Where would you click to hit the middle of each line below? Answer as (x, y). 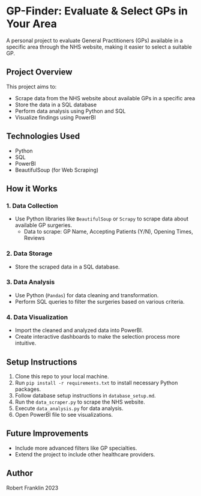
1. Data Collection (32, 205)
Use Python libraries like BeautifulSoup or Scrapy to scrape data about (102, 219)
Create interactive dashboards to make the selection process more (97, 337)
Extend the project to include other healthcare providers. (85, 454)
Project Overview (39, 72)
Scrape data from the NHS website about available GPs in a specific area (105, 98)
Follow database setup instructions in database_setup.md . (85, 395)
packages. (28, 389)
